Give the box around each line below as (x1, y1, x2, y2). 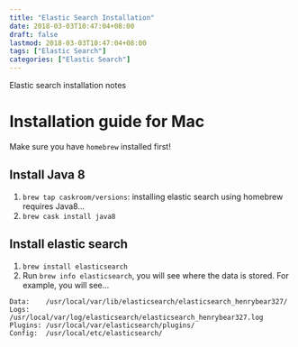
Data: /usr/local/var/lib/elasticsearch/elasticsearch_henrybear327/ (9, 297, 288, 306)
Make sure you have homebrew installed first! (9, 141, 171, 151)
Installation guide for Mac (9, 112, 205, 132)
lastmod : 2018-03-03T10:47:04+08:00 (9, 38, 147, 48)
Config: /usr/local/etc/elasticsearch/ (9, 328, 164, 338)
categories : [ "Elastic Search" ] (9, 55, 131, 64)
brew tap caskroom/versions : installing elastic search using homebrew (22, 191, 284, 202)
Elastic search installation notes (9, 80, 127, 90)
